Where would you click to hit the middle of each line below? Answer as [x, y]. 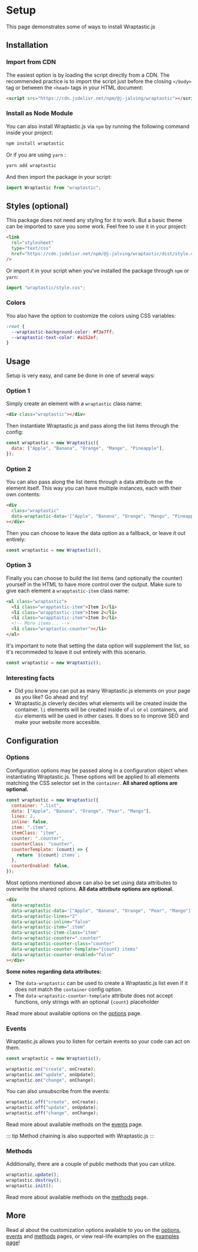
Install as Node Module [40, 113]
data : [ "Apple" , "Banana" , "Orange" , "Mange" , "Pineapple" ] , [88, 449]
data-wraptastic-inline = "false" [51, 922]
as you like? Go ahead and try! [51, 697]
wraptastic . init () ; [30, 1186]
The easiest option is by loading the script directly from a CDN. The [88, 75]
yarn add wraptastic [32, 165]
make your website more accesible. [58, 722]
